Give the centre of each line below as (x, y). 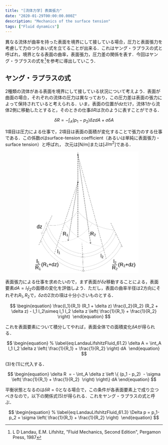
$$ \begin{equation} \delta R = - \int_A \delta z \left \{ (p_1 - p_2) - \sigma (84, 374)
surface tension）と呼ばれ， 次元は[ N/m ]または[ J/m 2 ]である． (69, 144)
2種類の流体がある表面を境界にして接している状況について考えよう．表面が (83, 91)
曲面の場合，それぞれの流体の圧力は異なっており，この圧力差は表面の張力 (81, 97)
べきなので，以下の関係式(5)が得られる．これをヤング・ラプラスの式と (78, 396)
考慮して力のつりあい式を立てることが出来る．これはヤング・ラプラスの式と (84, 48)
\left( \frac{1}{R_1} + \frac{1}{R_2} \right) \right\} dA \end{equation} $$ (84, 379)
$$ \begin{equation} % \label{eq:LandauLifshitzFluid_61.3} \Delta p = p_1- (84, 412)
